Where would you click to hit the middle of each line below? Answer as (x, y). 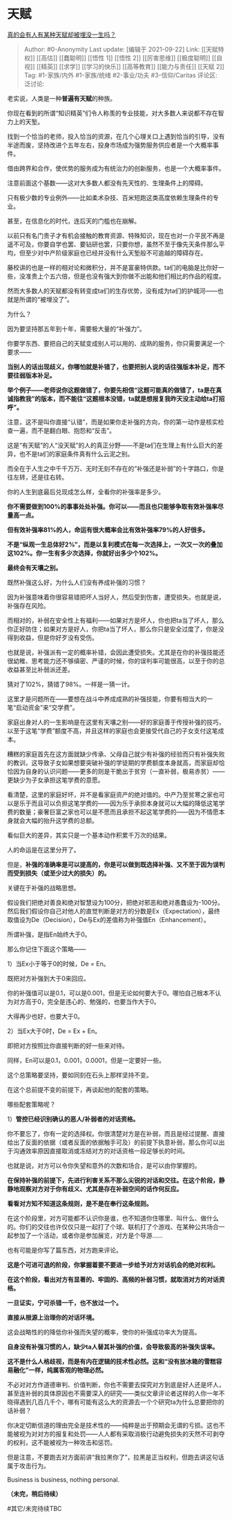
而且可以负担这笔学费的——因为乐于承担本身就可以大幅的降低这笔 (125, 803)
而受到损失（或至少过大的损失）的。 (59, 873)
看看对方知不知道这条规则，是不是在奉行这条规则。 (80, 1203)
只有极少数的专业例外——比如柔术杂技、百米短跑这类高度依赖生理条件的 (110, 197)
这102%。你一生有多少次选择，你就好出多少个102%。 (85, 553)
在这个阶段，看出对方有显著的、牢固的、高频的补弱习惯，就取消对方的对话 (113, 1279)
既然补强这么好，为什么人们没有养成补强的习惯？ (77, 582)
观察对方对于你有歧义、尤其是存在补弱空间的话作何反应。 (101, 1188)
